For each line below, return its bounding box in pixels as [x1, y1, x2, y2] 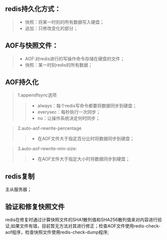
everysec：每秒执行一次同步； [37, 109, 101, 115]
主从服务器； [5, 186, 32, 192]
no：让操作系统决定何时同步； [37, 115, 100, 121]
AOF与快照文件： [5, 42, 59, 50]
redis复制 [5, 172, 35, 180]
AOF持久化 [5, 78, 39, 87]
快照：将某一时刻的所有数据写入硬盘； [25, 19, 104, 25]
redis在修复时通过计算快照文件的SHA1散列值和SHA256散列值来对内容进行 [5, 217, 158, 223]
